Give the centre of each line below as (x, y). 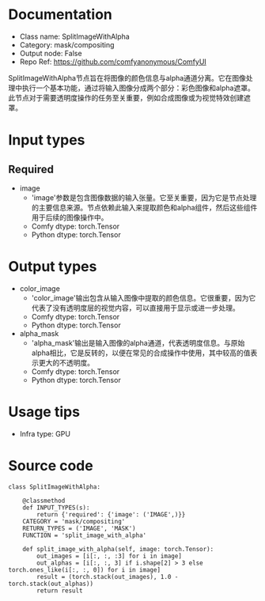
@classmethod (44, 501)
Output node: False (51, 53)
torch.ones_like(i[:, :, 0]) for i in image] (84, 570)
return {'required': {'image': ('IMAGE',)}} (111, 514)
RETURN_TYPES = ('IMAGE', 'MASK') (79, 528)
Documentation (61, 15)
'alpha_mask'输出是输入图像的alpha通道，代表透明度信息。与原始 (138, 342)
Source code (51, 466)
